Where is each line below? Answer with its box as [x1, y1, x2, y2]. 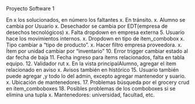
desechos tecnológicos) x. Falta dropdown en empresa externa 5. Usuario [6, 29, 185, 36]
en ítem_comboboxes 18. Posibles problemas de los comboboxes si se [6, 85, 176, 92]
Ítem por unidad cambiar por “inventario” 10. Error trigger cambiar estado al [6, 48, 189, 55]
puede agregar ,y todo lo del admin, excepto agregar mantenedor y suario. [6, 73, 186, 79]
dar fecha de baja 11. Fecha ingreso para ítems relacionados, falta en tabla [6, 54, 185, 61]
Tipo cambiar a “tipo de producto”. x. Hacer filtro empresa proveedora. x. [6, 41, 183, 48]
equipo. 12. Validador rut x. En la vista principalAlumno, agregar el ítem [6, 60, 177, 67]
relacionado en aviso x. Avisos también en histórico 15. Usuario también [6, 66, 179, 73]
